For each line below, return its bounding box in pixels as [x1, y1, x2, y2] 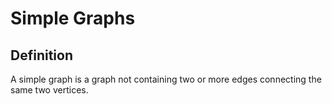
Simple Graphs [10, 7, 136, 30]
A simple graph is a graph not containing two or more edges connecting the [10, 73, 322, 85]
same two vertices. [10, 84, 89, 96]
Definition [10, 47, 73, 64]
